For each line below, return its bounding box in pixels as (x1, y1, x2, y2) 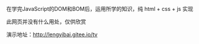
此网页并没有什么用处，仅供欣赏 (6, 18, 86, 25)
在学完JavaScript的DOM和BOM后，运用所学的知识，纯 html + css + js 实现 (6, 5, 194, 12)
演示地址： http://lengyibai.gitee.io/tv (6, 31, 98, 38)
